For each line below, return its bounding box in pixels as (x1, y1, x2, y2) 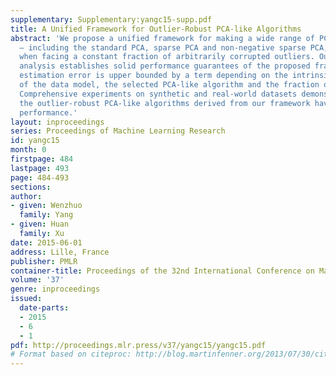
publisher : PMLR (10, 256, 78, 266)
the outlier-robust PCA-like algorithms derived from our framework (19, 98, 311, 108)
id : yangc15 (10, 136, 60, 146)
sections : (10, 182, 52, 192)
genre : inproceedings (10, 284, 101, 295)
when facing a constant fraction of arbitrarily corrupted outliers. (19, 52, 315, 62)
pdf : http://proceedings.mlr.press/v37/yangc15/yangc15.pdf (10, 340, 267, 350)
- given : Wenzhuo (10, 201, 83, 211)
